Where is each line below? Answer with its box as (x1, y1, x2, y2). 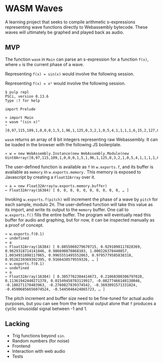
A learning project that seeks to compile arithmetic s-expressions (5, 19, 136, 25)
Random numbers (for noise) (12, 338, 70, 344)
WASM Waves (5, 3, 63, 14)
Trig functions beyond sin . (12, 332, 65, 338)
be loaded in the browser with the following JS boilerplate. (5, 141, 122, 147)
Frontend (12, 343, 31, 349)
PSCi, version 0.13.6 (5, 94, 49, 99)
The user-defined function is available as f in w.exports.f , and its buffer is (5, 164, 154, 170)
